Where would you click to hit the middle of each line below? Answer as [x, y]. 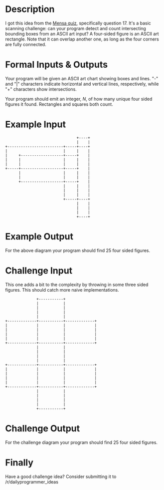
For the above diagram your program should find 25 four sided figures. [78, 250]
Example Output [39, 236]
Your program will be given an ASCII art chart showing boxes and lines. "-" [82, 78]
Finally [19, 462]
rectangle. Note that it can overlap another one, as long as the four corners [82, 39]
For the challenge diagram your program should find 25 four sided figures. [82, 442]
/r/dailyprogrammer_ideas [32, 481]
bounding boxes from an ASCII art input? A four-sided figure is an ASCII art [82, 34]
